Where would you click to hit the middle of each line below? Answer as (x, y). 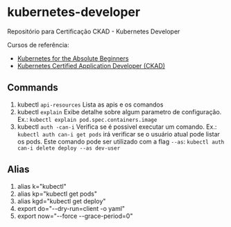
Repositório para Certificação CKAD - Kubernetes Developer (94, 31)
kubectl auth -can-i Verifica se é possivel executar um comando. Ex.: (117, 127)
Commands (33, 88)
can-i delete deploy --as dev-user (69, 148)
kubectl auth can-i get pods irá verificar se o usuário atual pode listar (119, 134)
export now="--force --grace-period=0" (75, 216)
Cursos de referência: (38, 45)
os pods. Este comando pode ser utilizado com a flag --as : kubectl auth (121, 141)
